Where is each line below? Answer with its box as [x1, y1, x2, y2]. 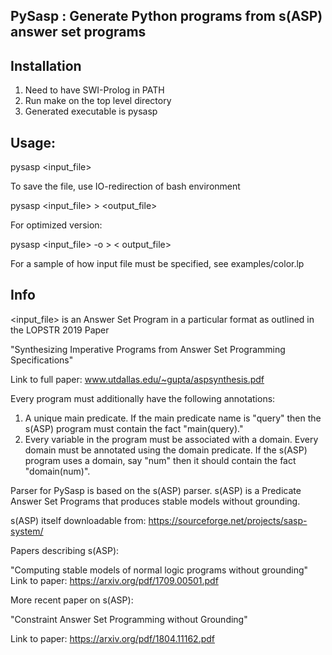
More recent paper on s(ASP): [10, 594, 134, 606]
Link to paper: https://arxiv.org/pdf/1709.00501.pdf [10, 574, 219, 586]
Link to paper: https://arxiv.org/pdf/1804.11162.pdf [10, 632, 216, 644]
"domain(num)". [24, 465, 91, 477]
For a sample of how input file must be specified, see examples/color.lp [10, 258, 305, 270]
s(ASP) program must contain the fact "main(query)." [24, 422, 244, 434]
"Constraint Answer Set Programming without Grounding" [10, 613, 248, 625]
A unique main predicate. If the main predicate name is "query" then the [24, 412, 322, 424]
